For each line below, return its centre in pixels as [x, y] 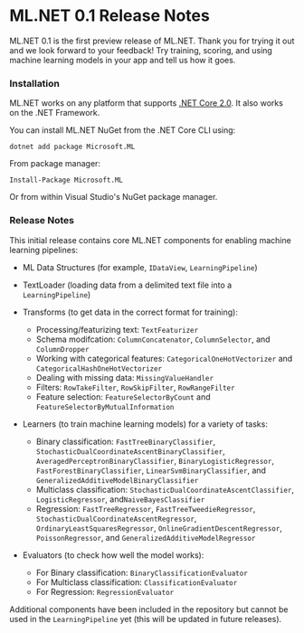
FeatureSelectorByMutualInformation [105, 407]
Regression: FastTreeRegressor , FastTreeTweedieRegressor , [146, 508]
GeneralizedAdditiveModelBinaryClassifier [117, 480]
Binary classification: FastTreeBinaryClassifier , [126, 441]
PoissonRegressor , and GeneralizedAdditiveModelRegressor [146, 537]
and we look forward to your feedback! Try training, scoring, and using [141, 50]
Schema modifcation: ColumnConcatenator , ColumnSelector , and [153, 339]
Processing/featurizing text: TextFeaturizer [117, 329]
